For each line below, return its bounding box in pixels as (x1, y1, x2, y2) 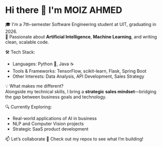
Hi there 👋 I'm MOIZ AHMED (5, 4, 122, 16)
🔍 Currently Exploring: (5, 104, 52, 110)
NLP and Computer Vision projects (12, 121, 84, 127)
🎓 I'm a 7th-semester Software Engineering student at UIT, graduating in (5, 21, 156, 27)
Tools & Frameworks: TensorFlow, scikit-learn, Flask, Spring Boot (12, 68, 146, 74)
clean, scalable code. (5, 39, 49, 45)
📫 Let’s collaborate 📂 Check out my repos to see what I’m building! (5, 136, 143, 142)
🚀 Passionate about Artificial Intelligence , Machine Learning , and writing (5, 33, 157, 39)
